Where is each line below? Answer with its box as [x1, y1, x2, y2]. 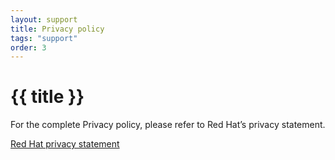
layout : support [10, 14, 78, 25]
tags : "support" [10, 33, 78, 43]
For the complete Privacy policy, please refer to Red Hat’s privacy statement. [10, 119, 326, 131]
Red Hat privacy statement [10, 138, 120, 150]
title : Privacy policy [10, 24, 105, 34]
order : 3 [10, 42, 47, 53]
